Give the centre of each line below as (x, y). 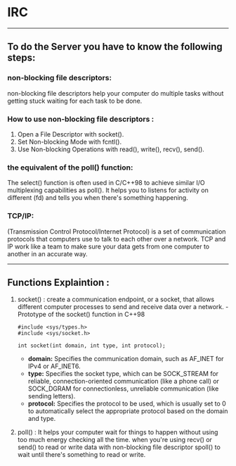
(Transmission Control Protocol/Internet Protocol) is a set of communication (117, 231)
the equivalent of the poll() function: (70, 168)
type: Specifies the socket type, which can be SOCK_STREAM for (123, 374)
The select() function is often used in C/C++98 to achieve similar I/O (106, 183)
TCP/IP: (21, 216)
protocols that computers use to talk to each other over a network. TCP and (117, 239)
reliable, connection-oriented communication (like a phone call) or (124, 382)
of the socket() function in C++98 (97, 315)
